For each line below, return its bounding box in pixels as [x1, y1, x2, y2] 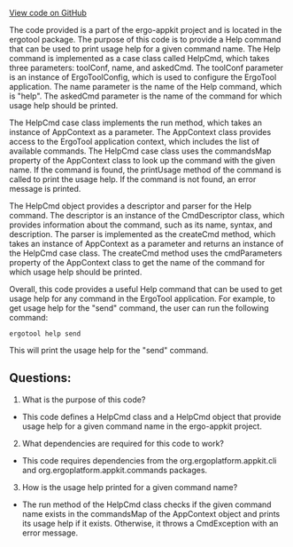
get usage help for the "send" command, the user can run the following [9, 303, 269, 313]
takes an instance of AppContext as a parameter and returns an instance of [9, 239, 284, 249]
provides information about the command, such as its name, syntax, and [9, 219, 273, 230]
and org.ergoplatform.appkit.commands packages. [21, 464, 208, 475]
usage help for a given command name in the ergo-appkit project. [21, 421, 263, 432]
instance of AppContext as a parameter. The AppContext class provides [9, 127, 272, 137]
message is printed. [9, 184, 81, 194]
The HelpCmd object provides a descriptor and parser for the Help [9, 201, 252, 211]
